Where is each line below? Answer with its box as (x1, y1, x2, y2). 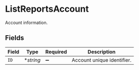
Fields (5, 34, 25, 42)
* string (24, 56, 41, 63)
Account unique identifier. (72, 56, 132, 63)
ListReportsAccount (5, 3, 89, 15)
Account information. (5, 20, 48, 25)
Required (45, 48, 67, 55)
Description (87, 48, 116, 55)
